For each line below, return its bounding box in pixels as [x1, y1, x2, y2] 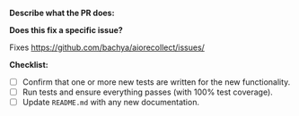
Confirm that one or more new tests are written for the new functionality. [22, 77, 291, 87]
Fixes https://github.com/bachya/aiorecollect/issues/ [9, 42, 205, 53]
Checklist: [9, 60, 49, 70]
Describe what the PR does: [9, 8, 115, 18]
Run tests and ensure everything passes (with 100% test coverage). [22, 87, 274, 97]
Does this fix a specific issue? [9, 25, 123, 35]
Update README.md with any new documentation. [22, 97, 200, 108]
